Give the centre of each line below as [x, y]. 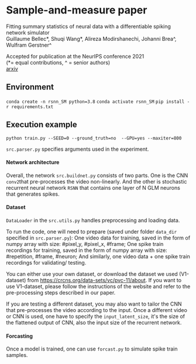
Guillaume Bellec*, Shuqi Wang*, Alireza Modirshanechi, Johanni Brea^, [91, 39]
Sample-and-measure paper [77, 10]
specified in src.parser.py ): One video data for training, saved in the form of [98, 238]
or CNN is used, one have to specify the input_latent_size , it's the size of [96, 316]
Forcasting [20, 336]
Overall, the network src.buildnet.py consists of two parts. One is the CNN [97, 175]
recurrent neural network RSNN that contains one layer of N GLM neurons [93, 188]
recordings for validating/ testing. [46, 262]
